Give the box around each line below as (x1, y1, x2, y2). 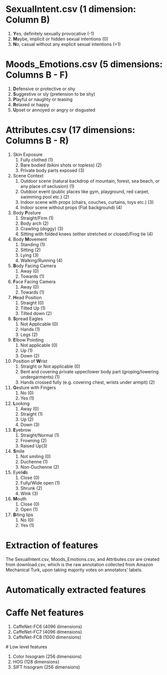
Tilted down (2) (20, 310, 52, 316)
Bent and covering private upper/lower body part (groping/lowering (20, 368, 159, 374)
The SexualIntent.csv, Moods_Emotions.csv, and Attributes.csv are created (5, 556, 160, 562)
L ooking (12, 400, 30, 406)
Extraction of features (5, 540, 99, 551)
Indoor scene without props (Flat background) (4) (20, 204, 123, 210)
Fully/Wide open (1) (20, 480, 60, 486)
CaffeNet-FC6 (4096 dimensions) (12, 623, 82, 629)
